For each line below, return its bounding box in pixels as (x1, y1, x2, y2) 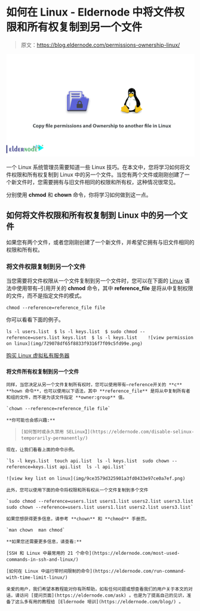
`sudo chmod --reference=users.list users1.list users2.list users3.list (6, 499, 194, 505)
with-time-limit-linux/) (6, 575, 68, 581)
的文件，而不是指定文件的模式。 (6, 292, 85, 300)
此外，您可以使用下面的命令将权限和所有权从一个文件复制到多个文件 (6, 487, 149, 493)
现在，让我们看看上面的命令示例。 (6, 447, 78, 453)
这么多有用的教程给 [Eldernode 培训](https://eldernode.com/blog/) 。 (14, 599, 184, 605)
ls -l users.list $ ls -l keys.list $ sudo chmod (6, 329, 137, 335)
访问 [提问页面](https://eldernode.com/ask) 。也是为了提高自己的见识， (19, 592, 187, 598)
